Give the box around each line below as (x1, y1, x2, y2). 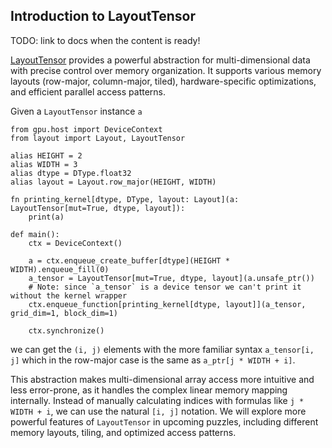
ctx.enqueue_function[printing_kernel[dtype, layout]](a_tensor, (28, 299, 307, 309)
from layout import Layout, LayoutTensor (10, 133, 186, 143)
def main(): (10, 229, 60, 239)
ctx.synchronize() (28, 325, 105, 336)
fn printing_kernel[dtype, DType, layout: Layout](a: (10, 194, 240, 204)
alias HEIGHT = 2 (10, 150, 83, 161)
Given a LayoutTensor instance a (10, 105, 143, 117)
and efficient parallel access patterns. (10, 85, 167, 98)
